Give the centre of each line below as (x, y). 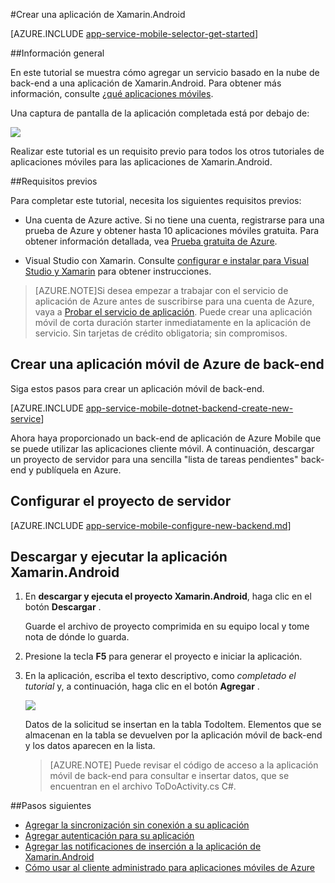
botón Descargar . (63, 607)
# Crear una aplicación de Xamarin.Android (98, 14)
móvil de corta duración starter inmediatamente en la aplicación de (173, 322)
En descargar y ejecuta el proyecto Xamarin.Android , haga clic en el (168, 596)
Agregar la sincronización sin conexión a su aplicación (137, 825)
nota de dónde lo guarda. (77, 637)
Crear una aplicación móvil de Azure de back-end (167, 364)
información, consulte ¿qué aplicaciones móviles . (112, 93)
